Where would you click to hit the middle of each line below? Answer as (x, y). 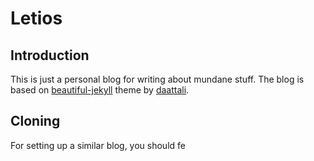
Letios (36, 18)
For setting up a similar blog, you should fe (98, 145)
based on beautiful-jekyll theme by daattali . (100, 90)
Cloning (35, 121)
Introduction (50, 55)
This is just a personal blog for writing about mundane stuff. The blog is (157, 79)
